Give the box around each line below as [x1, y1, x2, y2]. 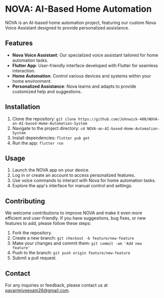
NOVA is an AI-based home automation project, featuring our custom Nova [5, 20, 156, 25]
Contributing [5, 197, 45, 205]
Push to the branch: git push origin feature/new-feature [12, 250, 131, 256]
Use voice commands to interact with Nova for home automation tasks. [12, 177, 156, 183]
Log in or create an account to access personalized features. [12, 173, 136, 178]
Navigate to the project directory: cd [12, 125, 85, 131]
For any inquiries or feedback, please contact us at [5, 282, 108, 288]
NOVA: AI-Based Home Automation [5, 3, 152, 15]
